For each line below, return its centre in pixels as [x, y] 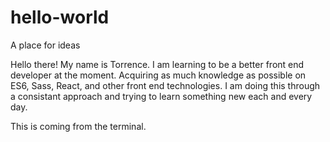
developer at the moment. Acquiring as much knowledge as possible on [158, 75]
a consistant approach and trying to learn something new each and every [161, 96]
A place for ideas [45, 45]
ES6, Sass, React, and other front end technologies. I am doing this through [165, 85]
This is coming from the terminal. [78, 126]
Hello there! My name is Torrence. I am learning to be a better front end [157, 64]
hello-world [60, 17]
